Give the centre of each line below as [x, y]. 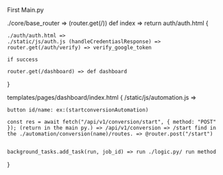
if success [23, 59]
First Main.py [26, 10]
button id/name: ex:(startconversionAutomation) [78, 110]
